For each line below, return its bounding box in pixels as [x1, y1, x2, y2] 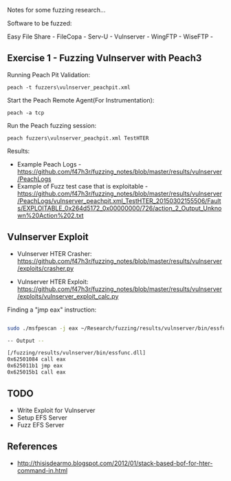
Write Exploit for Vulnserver [16, 406, 96, 414]
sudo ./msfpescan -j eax [7, 325, 78, 332]
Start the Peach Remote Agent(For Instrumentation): [7, 96, 155, 104]
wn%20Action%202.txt [16, 211, 84, 220]
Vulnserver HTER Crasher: [16, 249, 92, 257]
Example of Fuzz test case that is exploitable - [16, 182, 148, 190]
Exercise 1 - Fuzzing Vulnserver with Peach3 [7, 52, 202, 64]
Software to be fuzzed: [7, 19, 72, 27]
